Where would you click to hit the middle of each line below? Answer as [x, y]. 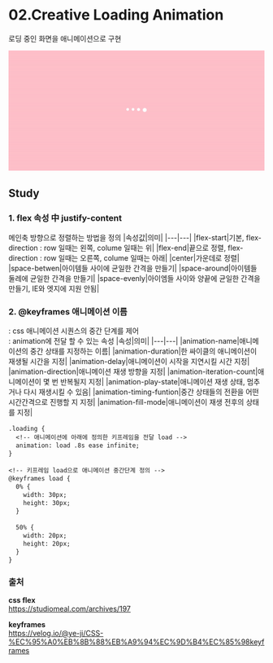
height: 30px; [47, 503]
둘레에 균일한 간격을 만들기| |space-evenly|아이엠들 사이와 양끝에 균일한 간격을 [134, 278]
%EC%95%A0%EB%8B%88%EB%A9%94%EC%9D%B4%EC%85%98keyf [136, 642]
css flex [22, 600]
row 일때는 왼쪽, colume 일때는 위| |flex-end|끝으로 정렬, [134, 248]
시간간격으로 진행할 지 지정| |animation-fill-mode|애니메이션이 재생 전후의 [126, 402]
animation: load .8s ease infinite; [78, 446]
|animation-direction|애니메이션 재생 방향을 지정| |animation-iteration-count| [133, 371]
